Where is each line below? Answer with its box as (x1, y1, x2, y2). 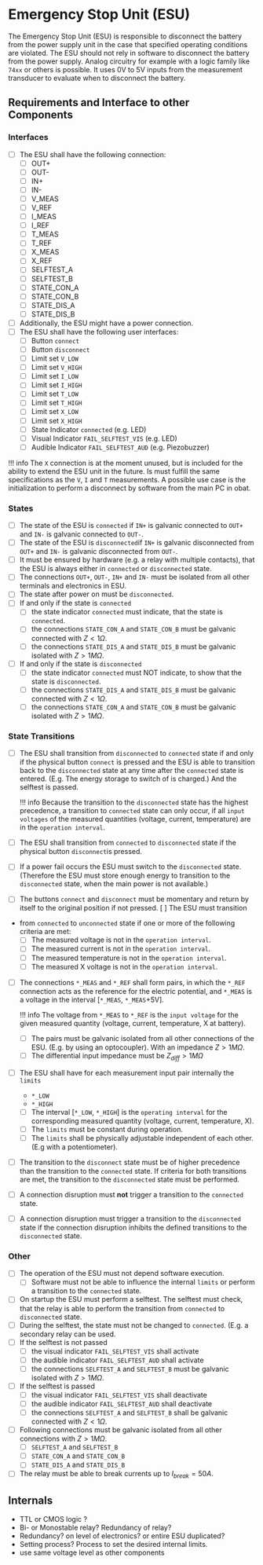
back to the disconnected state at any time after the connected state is (19, 766, 244, 775)
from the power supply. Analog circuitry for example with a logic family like (8, 57, 250, 66)
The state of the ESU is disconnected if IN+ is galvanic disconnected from (19, 538, 254, 548)
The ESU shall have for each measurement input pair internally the (19, 1068, 234, 1077)
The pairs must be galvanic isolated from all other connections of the (31, 1033, 254, 1043)
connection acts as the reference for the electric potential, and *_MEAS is (19, 986, 253, 995)
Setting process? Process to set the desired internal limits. (19, 1539, 208, 1549)
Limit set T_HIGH (31, 398, 82, 408)
